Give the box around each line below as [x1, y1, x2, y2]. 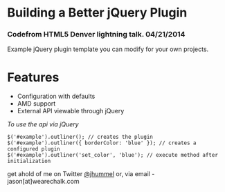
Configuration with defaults [17, 92, 96, 101]
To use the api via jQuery [7, 120, 79, 128]
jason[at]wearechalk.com [7, 177, 80, 186]
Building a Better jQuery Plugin [7, 5, 188, 21]
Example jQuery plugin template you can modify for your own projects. [7, 45, 209, 53]
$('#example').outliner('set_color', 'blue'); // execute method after [7, 152, 218, 159]
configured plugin [7, 146, 60, 153]
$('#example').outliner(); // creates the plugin [7, 133, 154, 141]
